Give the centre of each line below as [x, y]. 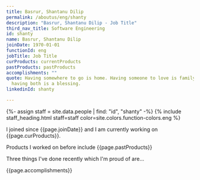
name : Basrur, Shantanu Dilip [44, 39]
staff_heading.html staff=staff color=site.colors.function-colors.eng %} [93, 117]
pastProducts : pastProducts [41, 67]
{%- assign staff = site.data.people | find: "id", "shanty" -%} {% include [94, 111]
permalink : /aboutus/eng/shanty [46, 17]
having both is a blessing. [46, 84]
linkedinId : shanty [30, 89]
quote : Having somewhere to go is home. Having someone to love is [92, 78]
